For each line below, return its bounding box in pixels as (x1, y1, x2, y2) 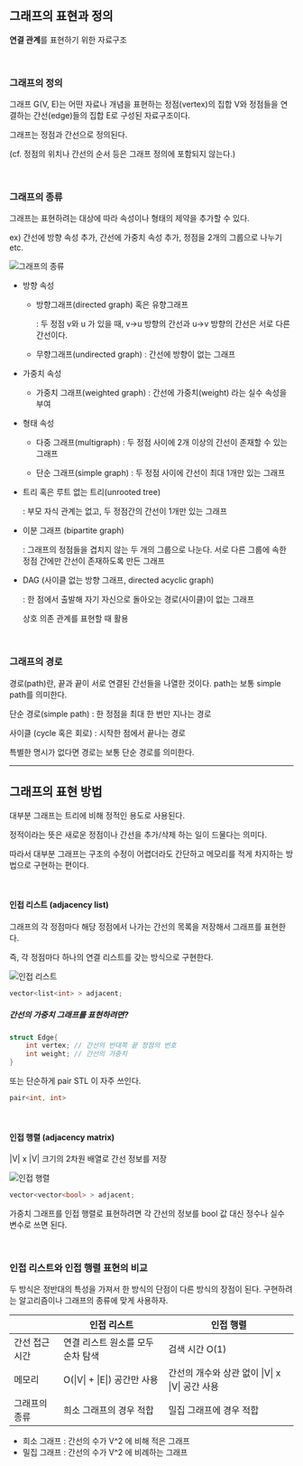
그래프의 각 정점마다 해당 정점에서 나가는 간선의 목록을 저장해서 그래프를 (9, 920, 262, 932)
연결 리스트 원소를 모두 (62, 1336, 154, 1349)
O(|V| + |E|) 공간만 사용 (62, 1374, 159, 1387)
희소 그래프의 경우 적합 (62, 1404, 154, 1416)
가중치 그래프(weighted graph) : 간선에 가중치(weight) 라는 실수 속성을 (35, 388, 287, 398)
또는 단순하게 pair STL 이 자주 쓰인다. (9, 1076, 142, 1087)
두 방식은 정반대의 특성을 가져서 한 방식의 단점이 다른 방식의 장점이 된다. (9, 1284, 262, 1294)
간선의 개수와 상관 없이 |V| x (168, 1367, 281, 1379)
